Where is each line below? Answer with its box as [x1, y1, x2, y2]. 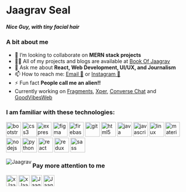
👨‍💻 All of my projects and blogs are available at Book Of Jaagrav [14, 57, 171, 64]
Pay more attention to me [32, 162, 105, 170]
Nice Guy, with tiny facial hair [6, 23, 80, 30]
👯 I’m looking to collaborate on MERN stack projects [14, 51, 142, 59]
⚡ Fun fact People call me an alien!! [14, 79, 101, 86]
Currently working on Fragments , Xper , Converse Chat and [14, 87, 157, 94]
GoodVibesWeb [14, 94, 53, 101]
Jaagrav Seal [6, 4, 71, 17]
